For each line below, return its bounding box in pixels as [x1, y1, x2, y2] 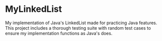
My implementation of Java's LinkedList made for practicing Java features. [5, 20, 158, 26]
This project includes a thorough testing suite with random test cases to [5, 25, 151, 31]
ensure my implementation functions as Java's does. [5, 30, 113, 36]
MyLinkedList [5, 3, 62, 15]
